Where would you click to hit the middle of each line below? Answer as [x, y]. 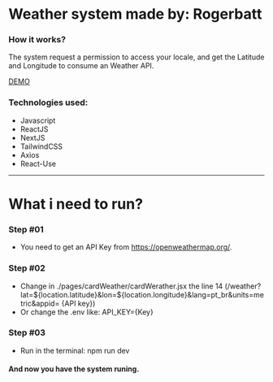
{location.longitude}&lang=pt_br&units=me [193, 294]
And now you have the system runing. [74, 369]
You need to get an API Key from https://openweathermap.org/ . [126, 247]
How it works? [37, 40]
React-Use [38, 163]
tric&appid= [40, 303]
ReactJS [34, 129]
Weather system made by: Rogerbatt [135, 14]
